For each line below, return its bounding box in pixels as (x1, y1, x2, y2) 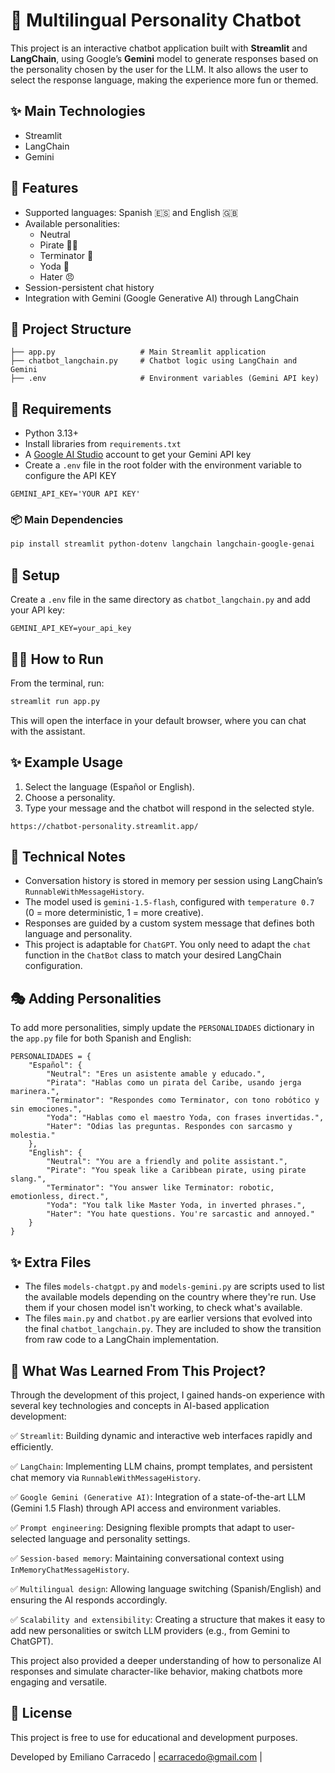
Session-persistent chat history (24, 281, 155, 293)
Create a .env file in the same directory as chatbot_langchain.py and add (10, 594, 311, 606)
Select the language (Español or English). (24, 780, 195, 793)
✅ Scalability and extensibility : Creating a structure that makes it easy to (10, 1613, 326, 1625)
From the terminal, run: (10, 677, 105, 689)
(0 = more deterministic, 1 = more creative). (24, 907, 204, 919)
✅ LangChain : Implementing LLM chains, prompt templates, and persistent (10, 1460, 313, 1472)
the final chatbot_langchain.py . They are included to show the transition (24, 1323, 322, 1335)
